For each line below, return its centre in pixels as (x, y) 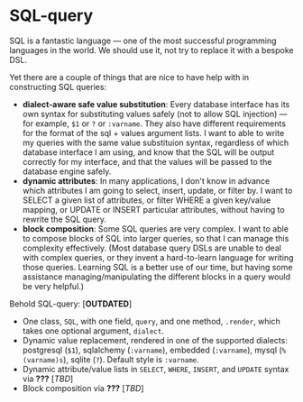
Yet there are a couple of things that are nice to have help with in (129, 77)
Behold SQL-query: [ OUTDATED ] (71, 304)
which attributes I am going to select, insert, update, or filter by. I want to (157, 190)
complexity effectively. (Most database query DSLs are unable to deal (152, 248)
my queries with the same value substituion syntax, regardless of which (156, 142)
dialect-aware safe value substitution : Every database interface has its (156, 104)
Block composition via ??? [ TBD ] (83, 388)
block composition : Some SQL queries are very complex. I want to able (155, 228)
